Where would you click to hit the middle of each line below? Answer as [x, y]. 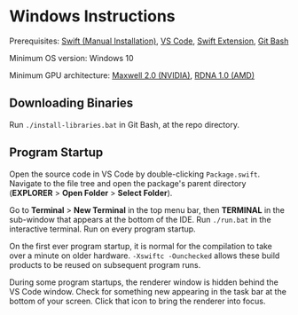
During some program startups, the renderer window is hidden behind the [144, 282]
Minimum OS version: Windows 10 [71, 58]
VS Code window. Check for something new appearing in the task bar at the [148, 291]
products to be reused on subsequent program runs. [105, 264]
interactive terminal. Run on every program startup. [103, 229]
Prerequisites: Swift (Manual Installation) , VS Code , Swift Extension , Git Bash [149, 41]
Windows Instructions [92, 16]
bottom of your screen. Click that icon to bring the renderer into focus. [137, 301]
